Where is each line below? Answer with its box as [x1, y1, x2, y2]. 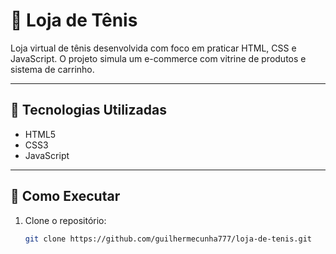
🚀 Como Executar [10, 188, 121, 205]
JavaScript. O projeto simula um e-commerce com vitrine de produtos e [10, 52, 307, 64]
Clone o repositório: [24, 214, 107, 226]
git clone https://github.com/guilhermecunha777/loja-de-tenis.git [24, 234, 312, 244]
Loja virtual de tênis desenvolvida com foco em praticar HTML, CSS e [10, 42, 297, 54]
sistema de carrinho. [10, 63, 95, 75]
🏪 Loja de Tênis [10, 9, 138, 32]
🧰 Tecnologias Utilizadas [10, 102, 167, 119]
